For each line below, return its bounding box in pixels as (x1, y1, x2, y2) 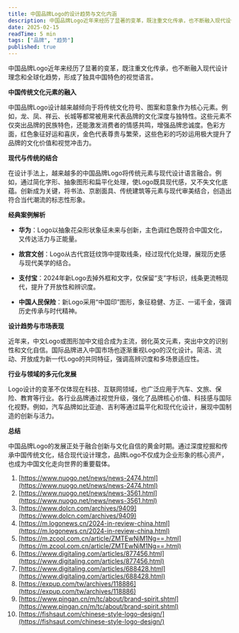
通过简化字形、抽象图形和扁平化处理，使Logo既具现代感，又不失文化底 (20, 178, 228, 186)
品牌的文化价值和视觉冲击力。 (8, 139, 95, 147)
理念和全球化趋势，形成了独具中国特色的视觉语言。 (8, 73, 157, 81)
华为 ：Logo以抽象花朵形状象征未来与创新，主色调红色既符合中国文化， (18, 225, 226, 234)
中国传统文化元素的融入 (8, 88, 77, 96)
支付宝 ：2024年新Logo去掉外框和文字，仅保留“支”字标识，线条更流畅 (18, 274, 223, 282)
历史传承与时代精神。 (18, 307, 81, 315)
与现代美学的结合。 (18, 259, 75, 267)
